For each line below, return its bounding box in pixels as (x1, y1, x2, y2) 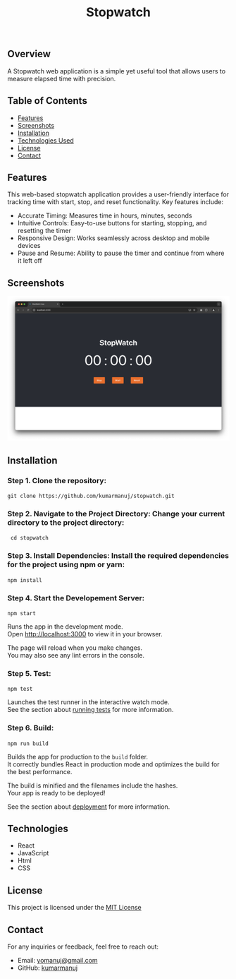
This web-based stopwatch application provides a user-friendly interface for (7, 190, 230, 198)
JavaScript (17, 849, 49, 858)
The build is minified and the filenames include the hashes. (7, 781, 178, 790)
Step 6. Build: (7, 723, 54, 733)
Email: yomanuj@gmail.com (17, 956, 98, 965)
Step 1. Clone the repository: (7, 475, 107, 485)
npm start (7, 610, 37, 617)
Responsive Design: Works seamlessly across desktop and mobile (17, 234, 210, 242)
